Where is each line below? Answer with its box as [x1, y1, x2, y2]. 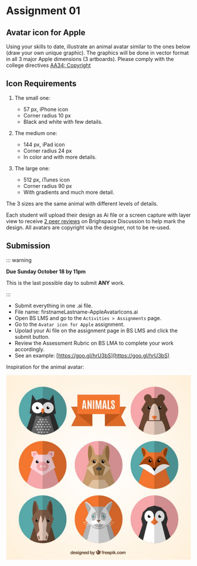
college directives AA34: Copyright [6, 62, 91, 69]
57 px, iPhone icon [23, 106, 69, 113]
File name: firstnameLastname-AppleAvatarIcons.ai [14, 308, 138, 315]
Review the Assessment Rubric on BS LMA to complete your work [14, 339, 174, 346]
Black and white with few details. [23, 118, 103, 125]
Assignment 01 [6, 4, 81, 18]
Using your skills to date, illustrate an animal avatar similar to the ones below [6, 43, 191, 50]
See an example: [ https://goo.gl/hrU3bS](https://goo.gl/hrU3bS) [14, 352, 170, 359]
